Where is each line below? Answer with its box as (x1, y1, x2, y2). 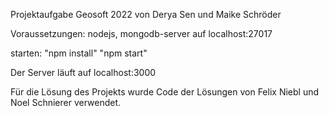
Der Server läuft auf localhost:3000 (10, 67, 157, 78)
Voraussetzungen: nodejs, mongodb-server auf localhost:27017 (10, 28, 273, 39)
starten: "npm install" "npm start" (10, 47, 148, 59)
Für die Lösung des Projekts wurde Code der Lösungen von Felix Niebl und (10, 86, 320, 98)
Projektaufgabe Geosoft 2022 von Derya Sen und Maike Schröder (10, 9, 282, 20)
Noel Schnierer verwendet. (10, 97, 122, 108)
